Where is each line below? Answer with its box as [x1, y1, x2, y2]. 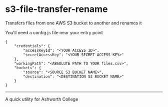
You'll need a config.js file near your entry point [5, 29, 103, 35]
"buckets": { [14, 65, 41, 70]
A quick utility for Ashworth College [5, 96, 78, 102]
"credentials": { [14, 43, 50, 48]
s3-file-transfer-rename [5, 3, 108, 15]
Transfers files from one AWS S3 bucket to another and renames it [5, 20, 142, 26]
